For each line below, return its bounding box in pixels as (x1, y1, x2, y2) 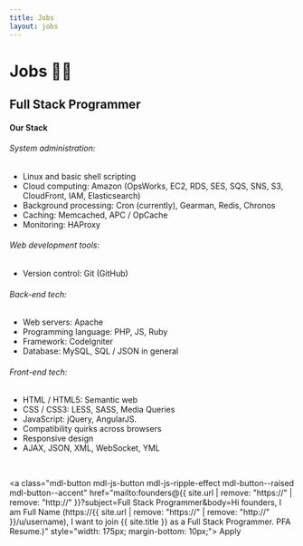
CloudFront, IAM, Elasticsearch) (22, 190, 141, 200)
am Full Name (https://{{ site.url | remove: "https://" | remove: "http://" (9, 507, 270, 518)
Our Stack (9, 122, 48, 132)
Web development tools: (9, 239, 100, 250)
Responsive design (22, 433, 94, 444)
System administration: (9, 142, 96, 154)
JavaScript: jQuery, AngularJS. (22, 414, 137, 424)
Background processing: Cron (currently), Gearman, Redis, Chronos (22, 200, 276, 210)
